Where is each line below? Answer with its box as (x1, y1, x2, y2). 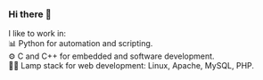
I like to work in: (8, 28, 67, 39)
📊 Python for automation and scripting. (8, 38, 153, 49)
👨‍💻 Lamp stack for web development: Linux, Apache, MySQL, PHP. (8, 60, 255, 71)
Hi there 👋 (8, 8, 53, 20)
